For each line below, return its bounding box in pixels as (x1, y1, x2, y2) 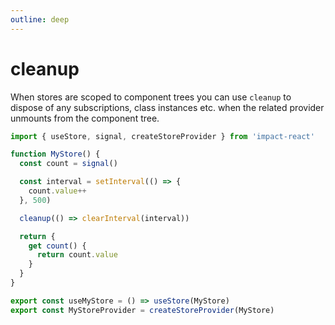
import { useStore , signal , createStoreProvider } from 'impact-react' (10, 131, 315, 141)
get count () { (28, 241, 87, 251)
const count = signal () (19, 159, 118, 169)
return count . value (36, 250, 118, 260)
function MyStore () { (10, 149, 101, 160)
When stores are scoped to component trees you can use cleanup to (10, 91, 292, 103)
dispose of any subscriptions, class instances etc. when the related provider (10, 101, 325, 113)
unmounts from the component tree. (10, 112, 160, 124)
